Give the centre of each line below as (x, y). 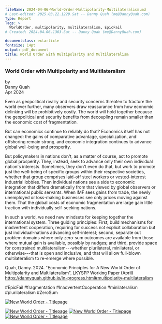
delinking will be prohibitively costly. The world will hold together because (79, 111)
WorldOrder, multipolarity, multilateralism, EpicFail (66, 28)
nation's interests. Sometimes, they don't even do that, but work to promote (80, 166)
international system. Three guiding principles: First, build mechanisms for (79, 222)
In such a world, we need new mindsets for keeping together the (69, 217)
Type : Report (18, 18)
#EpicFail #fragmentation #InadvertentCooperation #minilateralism (71, 287)
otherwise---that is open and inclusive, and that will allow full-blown (73, 253)
